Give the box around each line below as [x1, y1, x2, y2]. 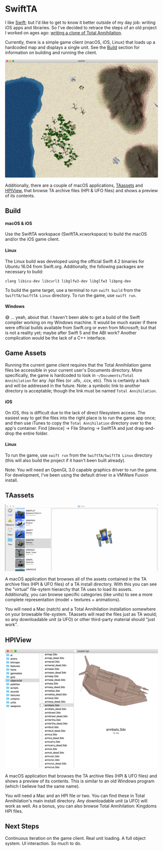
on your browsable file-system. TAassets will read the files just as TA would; [5, 611, 157, 617]
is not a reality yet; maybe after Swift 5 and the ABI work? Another [5, 330, 137, 336]
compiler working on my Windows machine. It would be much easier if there [5, 319, 157, 325]
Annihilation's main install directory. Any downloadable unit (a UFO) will [5, 798, 148, 803]
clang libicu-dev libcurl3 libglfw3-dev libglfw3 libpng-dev [5, 279, 131, 284]
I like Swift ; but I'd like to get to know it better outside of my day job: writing [5, 19, 156, 25]
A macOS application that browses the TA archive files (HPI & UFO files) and [5, 773, 157, 779]
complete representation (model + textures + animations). [5, 597, 120, 603]
